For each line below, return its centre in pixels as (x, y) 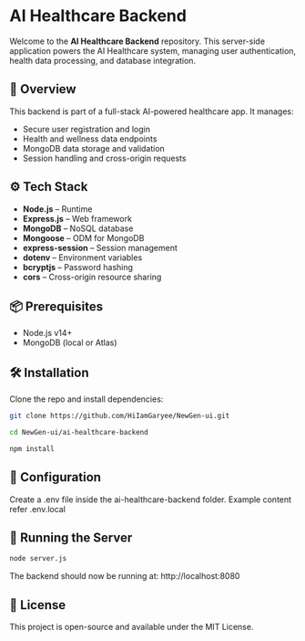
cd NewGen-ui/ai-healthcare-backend (79, 433)
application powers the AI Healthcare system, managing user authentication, (153, 50)
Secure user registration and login (86, 129)
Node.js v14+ (47, 333)
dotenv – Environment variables (82, 257)
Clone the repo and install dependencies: (86, 399)
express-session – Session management (100, 247)
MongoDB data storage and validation (94, 148)
